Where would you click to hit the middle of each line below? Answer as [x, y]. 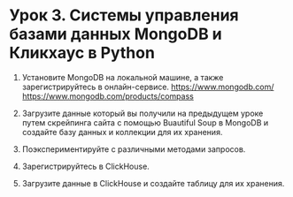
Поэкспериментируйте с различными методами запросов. [134, 149]
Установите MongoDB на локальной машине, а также [123, 77]
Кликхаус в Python [82, 53]
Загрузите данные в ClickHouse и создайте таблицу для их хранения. [153, 183]
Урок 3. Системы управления [124, 15]
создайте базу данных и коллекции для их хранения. [122, 132]
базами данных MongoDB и [116, 34]
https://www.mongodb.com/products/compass [108, 96]
